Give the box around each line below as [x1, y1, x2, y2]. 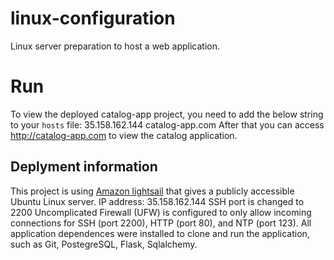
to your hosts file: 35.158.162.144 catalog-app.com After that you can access [10, 118, 325, 131]
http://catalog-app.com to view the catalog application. [10, 129, 238, 141]
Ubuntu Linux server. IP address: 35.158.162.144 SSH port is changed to [10, 195, 305, 207]
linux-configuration [10, 7, 176, 30]
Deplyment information [10, 158, 158, 176]
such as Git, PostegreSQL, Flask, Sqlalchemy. [10, 238, 198, 250]
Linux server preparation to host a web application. [10, 40, 220, 52]
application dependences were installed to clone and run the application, [10, 227, 310, 239]
